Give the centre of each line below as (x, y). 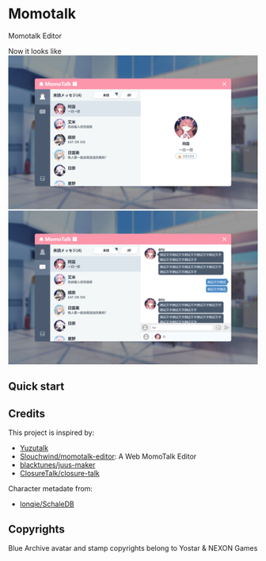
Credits (27, 413)
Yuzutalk (34, 448)
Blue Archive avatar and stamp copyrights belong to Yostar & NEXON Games (133, 548)
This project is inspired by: (51, 432)
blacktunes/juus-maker (57, 465)
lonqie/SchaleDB (47, 504)
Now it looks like (35, 51)
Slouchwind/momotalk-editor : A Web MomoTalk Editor (108, 456)
